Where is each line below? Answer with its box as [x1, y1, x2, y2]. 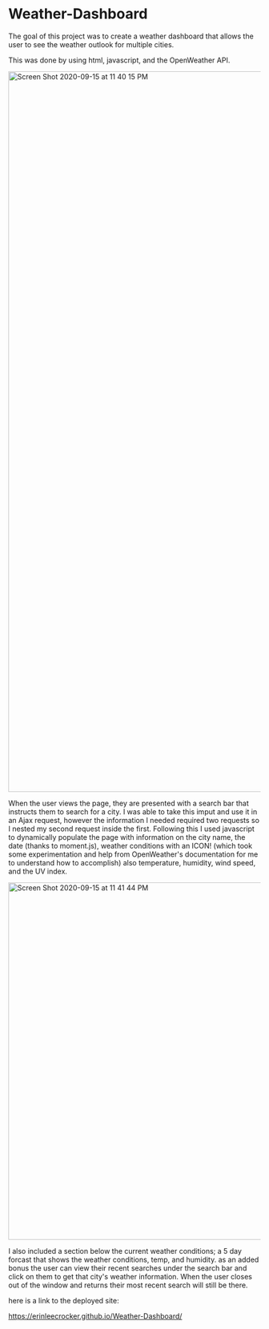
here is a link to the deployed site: [8, 1295, 120, 1305]
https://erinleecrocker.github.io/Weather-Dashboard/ [8, 1311, 183, 1321]
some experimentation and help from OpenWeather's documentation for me [8, 849, 259, 859]
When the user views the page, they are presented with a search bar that [8, 798, 250, 808]
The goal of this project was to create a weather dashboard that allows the [8, 31, 254, 41]
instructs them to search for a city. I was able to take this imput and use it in [8, 806, 258, 817]
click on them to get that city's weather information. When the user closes [8, 1271, 252, 1281]
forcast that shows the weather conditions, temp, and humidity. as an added [8, 1255, 259, 1264]
